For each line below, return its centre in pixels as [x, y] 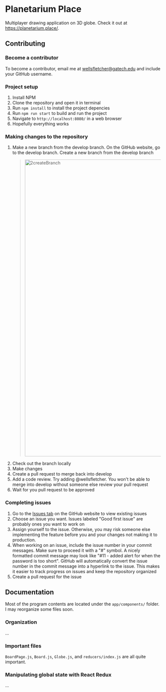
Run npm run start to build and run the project [60, 113]
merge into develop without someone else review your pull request [80, 484]
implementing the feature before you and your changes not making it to [85, 534]
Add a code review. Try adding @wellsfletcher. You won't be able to [81, 479]
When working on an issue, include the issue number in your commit [82, 545]
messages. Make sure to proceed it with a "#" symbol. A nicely [76, 550]
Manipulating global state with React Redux [59, 675]
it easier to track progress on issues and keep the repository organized [84, 571]
